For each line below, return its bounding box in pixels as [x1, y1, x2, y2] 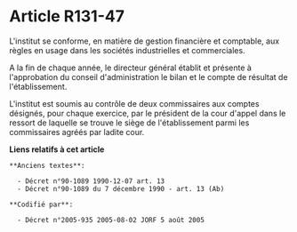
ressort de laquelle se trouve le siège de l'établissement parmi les [9, 117, 250, 128]
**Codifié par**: [9, 200, 74, 209]
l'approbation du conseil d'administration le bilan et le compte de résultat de [9, 71, 288, 82]
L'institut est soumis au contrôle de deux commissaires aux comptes [9, 98, 260, 108]
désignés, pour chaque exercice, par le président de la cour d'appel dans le [9, 108, 286, 118]
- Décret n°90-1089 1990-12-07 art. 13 [17, 176, 165, 186]
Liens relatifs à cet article [9, 144, 105, 155]
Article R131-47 [9, 6, 124, 27]
